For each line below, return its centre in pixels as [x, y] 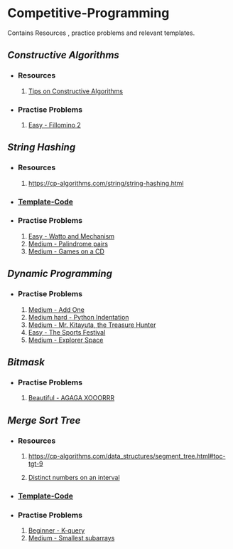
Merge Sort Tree [44, 420]
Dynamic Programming [60, 274]
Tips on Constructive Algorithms [75, 91]
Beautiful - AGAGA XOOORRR [71, 398]
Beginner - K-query [56, 530]
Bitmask [26, 362]
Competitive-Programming [88, 13]
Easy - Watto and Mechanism [71, 236]
